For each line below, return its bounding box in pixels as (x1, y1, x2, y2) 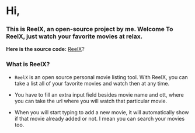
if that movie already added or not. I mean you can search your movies (14, 115, 185, 122)
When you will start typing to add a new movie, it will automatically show (14, 108, 189, 115)
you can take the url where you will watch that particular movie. (14, 97, 168, 104)
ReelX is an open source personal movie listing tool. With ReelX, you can (14, 73, 188, 80)
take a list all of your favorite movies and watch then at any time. (14, 80, 170, 87)
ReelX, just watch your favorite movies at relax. (6, 32, 143, 40)
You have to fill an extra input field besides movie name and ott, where (14, 91, 184, 98)
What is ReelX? (6, 60, 50, 69)
